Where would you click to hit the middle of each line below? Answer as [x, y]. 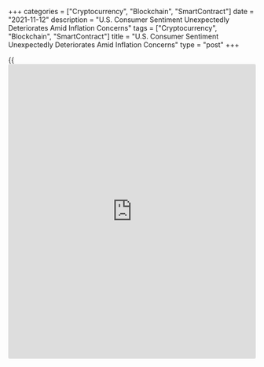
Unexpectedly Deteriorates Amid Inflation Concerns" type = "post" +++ [124, 45]
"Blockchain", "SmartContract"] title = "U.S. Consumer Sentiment [113, 36]
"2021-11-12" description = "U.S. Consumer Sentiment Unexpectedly [119, 20]
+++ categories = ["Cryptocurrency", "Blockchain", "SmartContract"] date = [131, 11]
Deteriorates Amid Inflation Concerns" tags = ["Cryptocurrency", [113, 28]
